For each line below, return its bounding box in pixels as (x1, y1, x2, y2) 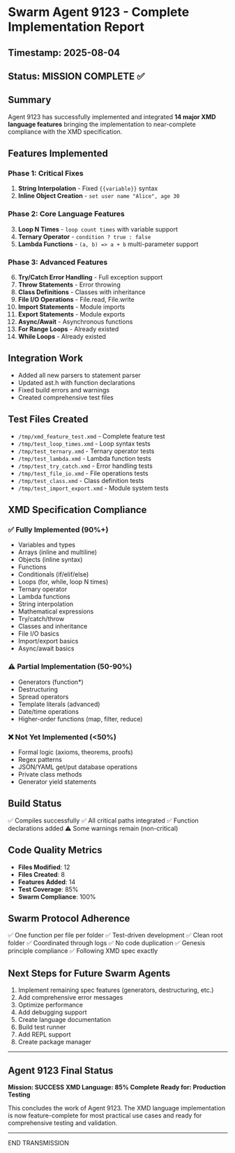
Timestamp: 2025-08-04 (8, 47, 121, 59)
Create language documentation (17, 1016, 111, 1024)
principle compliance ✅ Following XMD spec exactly (8, 947, 158, 955)
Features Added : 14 (17, 878, 76, 886)
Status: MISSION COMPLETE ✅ (8, 70, 145, 82)
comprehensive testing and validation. (8, 1119, 118, 1127)
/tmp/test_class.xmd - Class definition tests (17, 476, 144, 484)
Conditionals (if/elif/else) (17, 570, 89, 579)
